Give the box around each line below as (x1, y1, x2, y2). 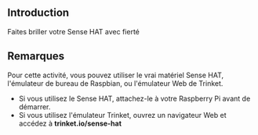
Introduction (7, 6, 70, 20)
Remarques (7, 50, 65, 63)
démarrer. (18, 101, 51, 112)
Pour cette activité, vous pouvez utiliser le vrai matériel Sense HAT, (7, 70, 224, 80)
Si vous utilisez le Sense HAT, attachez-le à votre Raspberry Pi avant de (18, 94, 251, 103)
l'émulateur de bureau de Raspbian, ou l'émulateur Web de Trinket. (7, 78, 223, 88)
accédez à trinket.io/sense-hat (18, 119, 122, 128)
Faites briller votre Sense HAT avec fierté (7, 27, 140, 36)
